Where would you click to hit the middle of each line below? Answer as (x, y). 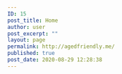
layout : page (26, 40)
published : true (31, 54)
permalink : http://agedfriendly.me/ (61, 47)
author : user (26, 27)
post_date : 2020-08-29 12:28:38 (55, 60)
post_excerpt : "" (33, 33)
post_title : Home (33, 20)
